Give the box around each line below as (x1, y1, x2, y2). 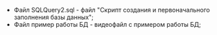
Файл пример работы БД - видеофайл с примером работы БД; (13, 21, 201, 28)
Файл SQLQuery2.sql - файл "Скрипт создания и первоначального (13, 6, 210, 14)
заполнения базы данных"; (13, 13, 94, 21)
